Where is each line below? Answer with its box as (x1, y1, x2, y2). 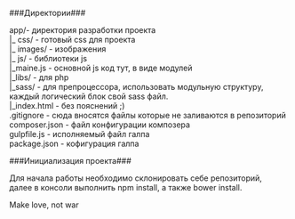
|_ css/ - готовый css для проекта (9, 35, 136, 45)
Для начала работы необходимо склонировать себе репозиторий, (9, 173, 262, 183)
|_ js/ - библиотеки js (9, 53, 87, 63)
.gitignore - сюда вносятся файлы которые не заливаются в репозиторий (9, 110, 286, 120)
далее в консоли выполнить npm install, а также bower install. (9, 182, 243, 192)
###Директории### (9, 8, 86, 18)
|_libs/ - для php (9, 72, 69, 83)
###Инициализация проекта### (9, 156, 132, 166)
